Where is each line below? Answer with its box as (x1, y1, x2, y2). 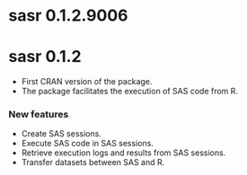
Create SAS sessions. (21, 128, 102, 139)
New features (8, 109, 69, 121)
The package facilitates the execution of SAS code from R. (21, 86, 239, 97)
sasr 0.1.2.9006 (8, 5, 128, 26)
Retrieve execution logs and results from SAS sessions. (21, 147, 226, 158)
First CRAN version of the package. (21, 76, 153, 87)
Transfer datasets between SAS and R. (21, 157, 165, 168)
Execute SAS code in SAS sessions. (21, 138, 154, 149)
